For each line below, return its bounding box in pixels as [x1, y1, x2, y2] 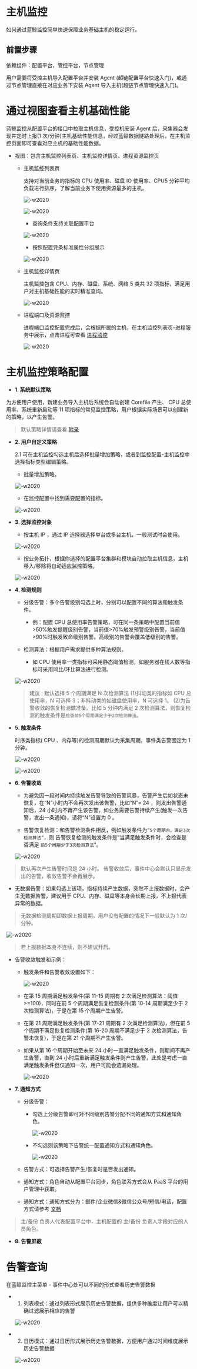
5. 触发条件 [14, 724, 42, 731]
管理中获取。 [28, 1185, 60, 1192]
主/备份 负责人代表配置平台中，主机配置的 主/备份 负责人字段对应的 [20, 1218, 183, 1225]
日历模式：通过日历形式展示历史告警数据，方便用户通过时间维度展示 [23, 1337, 189, 1344]
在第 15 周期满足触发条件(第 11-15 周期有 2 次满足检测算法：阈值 [23, 992, 178, 999]
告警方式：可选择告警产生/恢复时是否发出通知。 [23, 1165, 139, 1172]
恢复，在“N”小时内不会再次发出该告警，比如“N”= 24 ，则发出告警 [23, 799, 182, 806]
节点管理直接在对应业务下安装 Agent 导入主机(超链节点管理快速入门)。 [11, 81, 182, 88]
